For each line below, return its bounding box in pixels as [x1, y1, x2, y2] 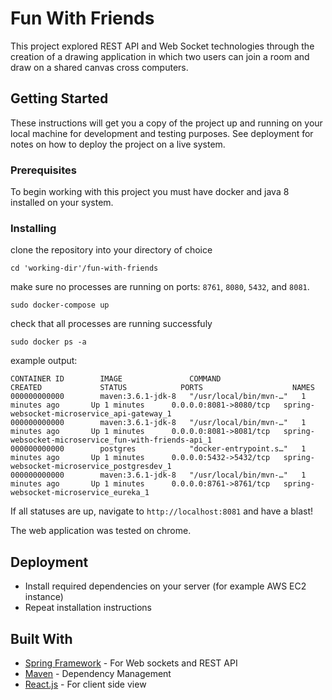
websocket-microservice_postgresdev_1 [10, 462, 172, 472]
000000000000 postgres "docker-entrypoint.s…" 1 [10, 444, 307, 454]
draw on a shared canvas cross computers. [10, 61, 189, 73]
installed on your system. [10, 197, 114, 209]
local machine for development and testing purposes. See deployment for [10, 127, 314, 139]
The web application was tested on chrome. [10, 525, 192, 537]
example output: [10, 355, 78, 367]
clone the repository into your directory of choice [10, 244, 213, 256]
